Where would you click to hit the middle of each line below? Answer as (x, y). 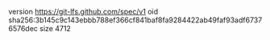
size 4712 (55, 28)
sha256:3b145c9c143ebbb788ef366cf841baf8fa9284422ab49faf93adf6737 (135, 20)
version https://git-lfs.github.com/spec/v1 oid (83, 12)
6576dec (23, 28)
